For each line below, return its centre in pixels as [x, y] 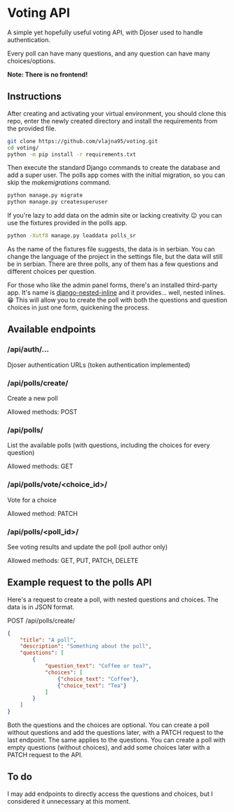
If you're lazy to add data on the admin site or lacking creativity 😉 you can [115, 215]
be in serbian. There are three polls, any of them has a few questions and [113, 264]
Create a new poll [33, 398]
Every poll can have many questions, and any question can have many [109, 53]
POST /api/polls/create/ [41, 620]
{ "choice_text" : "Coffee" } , [98, 679]
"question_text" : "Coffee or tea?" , [98, 666]
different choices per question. [52, 271]
